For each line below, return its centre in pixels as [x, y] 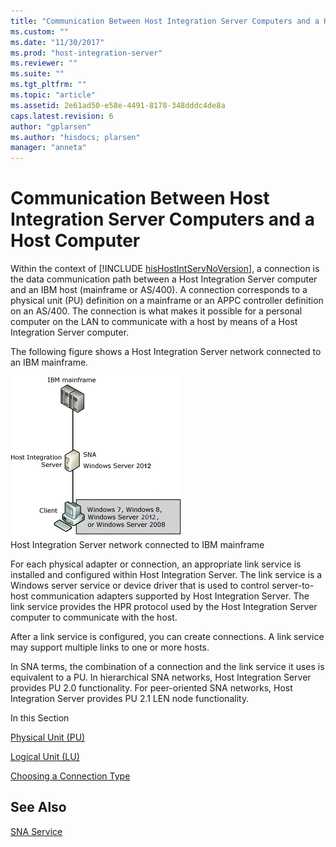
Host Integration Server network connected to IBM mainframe [137, 545]
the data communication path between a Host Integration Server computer [164, 279]
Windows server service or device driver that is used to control [140, 586]
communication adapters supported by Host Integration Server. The [170, 596]
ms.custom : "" [40, 31]
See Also [38, 807]
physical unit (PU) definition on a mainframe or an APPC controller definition [167, 301]
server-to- [293, 586]
